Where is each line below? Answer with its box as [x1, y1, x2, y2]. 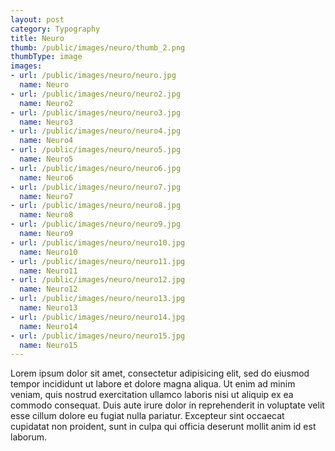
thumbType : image [10, 52, 83, 62]
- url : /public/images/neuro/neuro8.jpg [10, 201, 182, 211]
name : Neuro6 [19, 172, 74, 183]
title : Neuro [10, 33, 65, 43]
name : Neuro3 [19, 117, 74, 127]
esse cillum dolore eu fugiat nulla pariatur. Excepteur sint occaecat [10, 410, 285, 422]
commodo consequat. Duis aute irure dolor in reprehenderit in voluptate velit [10, 399, 325, 411]
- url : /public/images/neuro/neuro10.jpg [10, 237, 186, 248]
